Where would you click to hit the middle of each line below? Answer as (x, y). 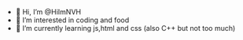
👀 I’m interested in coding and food (72, 20)
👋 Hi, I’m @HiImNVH (48, 12)
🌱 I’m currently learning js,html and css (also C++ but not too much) (125, 28)
